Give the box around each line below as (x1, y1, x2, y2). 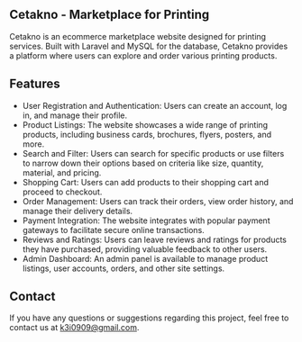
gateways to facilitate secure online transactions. (22, 224, 205, 235)
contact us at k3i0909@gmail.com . (9, 322, 140, 333)
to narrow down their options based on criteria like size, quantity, (22, 157, 264, 168)
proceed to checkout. (22, 186, 103, 197)
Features (9, 76, 60, 92)
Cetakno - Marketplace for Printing (9, 7, 210, 22)
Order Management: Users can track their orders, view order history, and (22, 195, 294, 206)
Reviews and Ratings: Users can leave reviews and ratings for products (22, 234, 287, 245)
